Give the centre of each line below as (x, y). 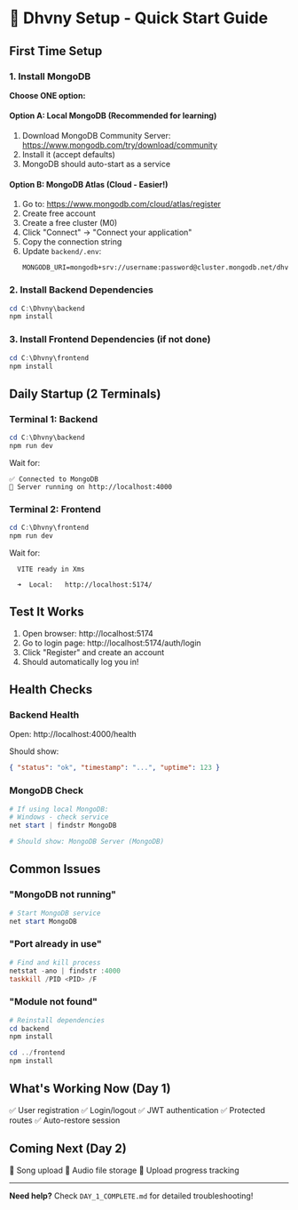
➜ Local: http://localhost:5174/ (85, 585)
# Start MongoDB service (55, 913)
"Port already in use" (55, 944)
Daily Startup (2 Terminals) (85, 393)
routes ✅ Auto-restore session (65, 1120)
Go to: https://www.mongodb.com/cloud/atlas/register (122, 204)
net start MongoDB (43, 921)
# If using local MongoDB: (59, 809)
